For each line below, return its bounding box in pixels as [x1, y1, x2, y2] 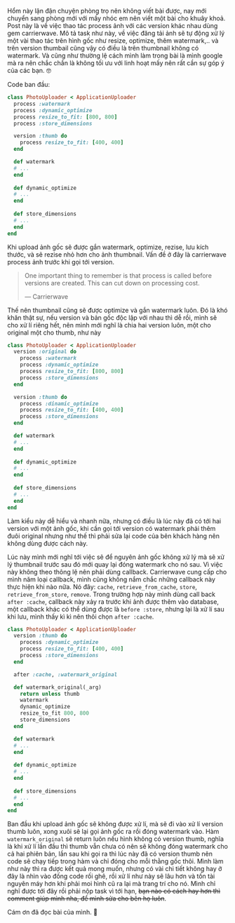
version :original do [13, 348, 77, 356]
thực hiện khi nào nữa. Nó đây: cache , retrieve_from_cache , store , [7, 582, 198, 591]
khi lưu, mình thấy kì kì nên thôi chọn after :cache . [7, 612, 154, 621]
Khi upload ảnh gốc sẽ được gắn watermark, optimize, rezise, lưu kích [7, 243, 209, 251]
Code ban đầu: [7, 81, 51, 88]
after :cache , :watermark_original [13, 671, 118, 678]
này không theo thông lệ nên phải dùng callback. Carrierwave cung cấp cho [7, 567, 227, 576]
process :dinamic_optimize [20, 400, 99, 407]
